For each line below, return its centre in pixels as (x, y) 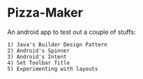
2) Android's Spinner (39, 51)
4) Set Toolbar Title (39, 63)
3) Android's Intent (37, 57)
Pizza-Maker (45, 13)
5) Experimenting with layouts (53, 69)
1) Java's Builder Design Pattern (58, 44)
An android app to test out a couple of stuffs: (71, 32)
